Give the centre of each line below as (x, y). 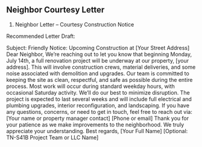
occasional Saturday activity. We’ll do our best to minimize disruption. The (98, 92)
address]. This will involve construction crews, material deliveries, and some (101, 67)
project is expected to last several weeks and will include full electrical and (99, 99)
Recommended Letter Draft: (41, 36)
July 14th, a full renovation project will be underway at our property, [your (98, 60)
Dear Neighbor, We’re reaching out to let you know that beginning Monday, (99, 54)
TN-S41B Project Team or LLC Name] (52, 137)
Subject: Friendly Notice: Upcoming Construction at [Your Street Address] (98, 48)
